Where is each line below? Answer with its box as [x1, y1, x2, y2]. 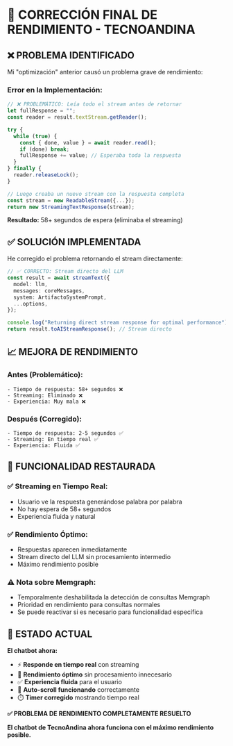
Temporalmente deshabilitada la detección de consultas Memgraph [17, 593, 210, 602]
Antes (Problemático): [7, 370, 83, 380]
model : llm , [13, 281, 49, 288]
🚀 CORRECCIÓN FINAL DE [7, 7, 158, 23]
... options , [13, 300, 49, 307]
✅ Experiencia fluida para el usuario [17, 678, 123, 686]
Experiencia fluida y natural [17, 512, 96, 520]
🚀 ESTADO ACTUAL [7, 628, 93, 640]
